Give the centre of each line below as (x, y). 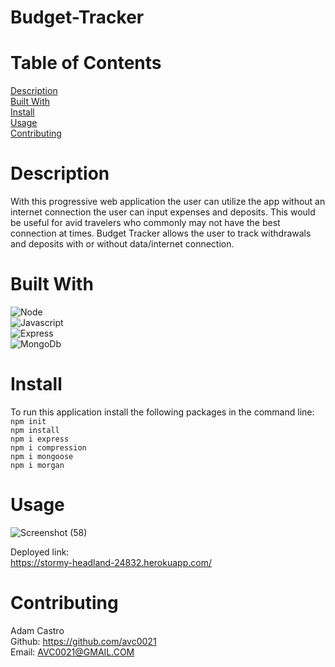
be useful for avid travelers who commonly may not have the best (145, 223)
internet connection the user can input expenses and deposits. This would (163, 212)
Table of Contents (86, 63)
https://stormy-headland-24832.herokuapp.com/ (111, 562)
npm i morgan (37, 465)
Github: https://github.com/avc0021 (83, 641)
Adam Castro (37, 630)
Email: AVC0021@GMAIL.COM (72, 652)
